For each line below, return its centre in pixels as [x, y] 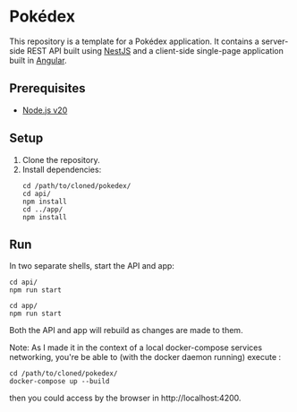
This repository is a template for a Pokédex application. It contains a [134, 41]
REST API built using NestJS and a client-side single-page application [155, 50]
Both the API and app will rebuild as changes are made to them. [126, 330]
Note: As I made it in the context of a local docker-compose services [136, 348]
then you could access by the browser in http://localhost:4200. [125, 398]
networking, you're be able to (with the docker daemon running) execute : [145, 357]
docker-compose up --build [59, 382]
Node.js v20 [45, 110]
